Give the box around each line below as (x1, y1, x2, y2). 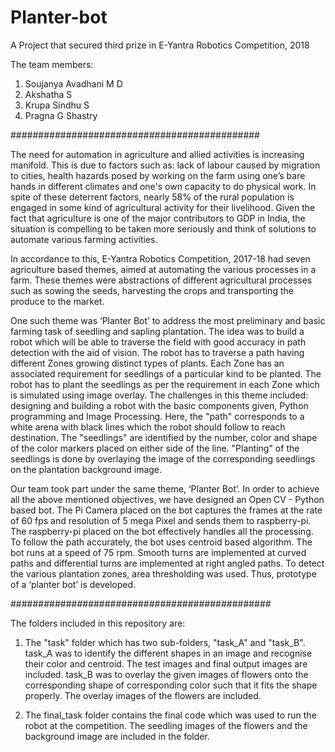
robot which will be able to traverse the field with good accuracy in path (10, 336, 307, 348)
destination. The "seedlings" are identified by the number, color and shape (10, 431, 318, 443)
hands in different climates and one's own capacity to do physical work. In (10, 180, 317, 192)
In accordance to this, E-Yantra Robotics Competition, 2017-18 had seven (10, 252, 311, 265)
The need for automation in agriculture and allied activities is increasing (10, 148, 305, 160)
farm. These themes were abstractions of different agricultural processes (10, 274, 313, 286)
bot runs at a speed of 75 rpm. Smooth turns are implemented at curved (10, 546, 307, 558)
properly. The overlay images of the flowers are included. (24, 689, 262, 701)
